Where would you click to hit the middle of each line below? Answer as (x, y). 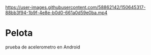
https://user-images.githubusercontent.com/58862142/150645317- (75, 7)
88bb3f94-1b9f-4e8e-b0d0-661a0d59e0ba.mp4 (56, 13)
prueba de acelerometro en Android (43, 47)
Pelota (19, 33)
